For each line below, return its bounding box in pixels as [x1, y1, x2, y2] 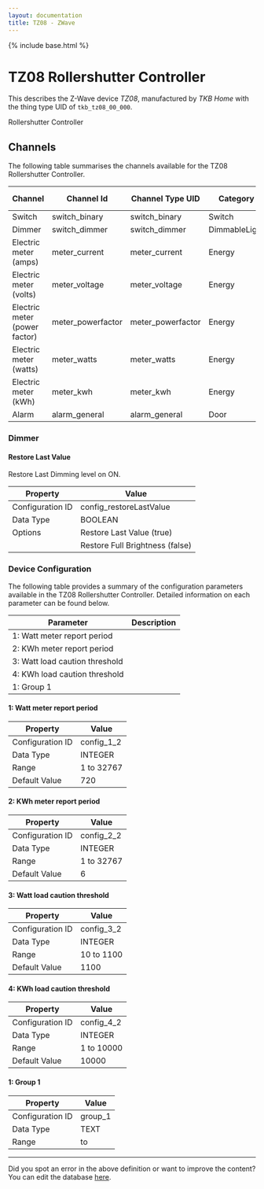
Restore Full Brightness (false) [80, 540, 192, 551]
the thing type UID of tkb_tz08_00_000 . [8, 102, 133, 112]
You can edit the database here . [8, 1172, 112, 1181]
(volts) [12, 289, 37, 300]
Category [218, 194, 255, 205]
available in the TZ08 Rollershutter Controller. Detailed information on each [8, 589, 251, 599]
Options [12, 527, 42, 538]
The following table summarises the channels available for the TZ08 [8, 161, 228, 171]
